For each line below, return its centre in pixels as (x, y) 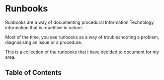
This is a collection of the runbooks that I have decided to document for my (82, 52)
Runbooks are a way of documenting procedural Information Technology (80, 22)
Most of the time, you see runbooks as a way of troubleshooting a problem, (82, 37)
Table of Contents (34, 73)
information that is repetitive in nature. (44, 27)
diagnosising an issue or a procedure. (44, 42)
